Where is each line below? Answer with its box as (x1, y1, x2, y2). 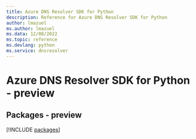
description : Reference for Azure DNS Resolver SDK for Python (6, 14, 168, 20)
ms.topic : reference (6, 37, 58, 43)
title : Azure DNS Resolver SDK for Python (6, 8, 114, 15)
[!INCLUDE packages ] (6, 126, 61, 133)
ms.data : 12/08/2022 (6, 31, 58, 37)
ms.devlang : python (6, 43, 55, 49)
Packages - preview (6, 110, 82, 120)
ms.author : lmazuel (6, 25, 55, 32)
